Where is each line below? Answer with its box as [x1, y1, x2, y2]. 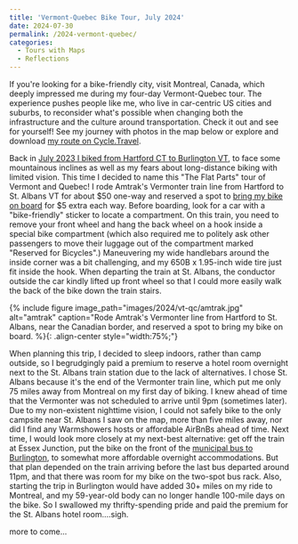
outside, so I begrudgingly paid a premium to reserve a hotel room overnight [9, 358, 289, 368]
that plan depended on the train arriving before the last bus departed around [9, 462, 289, 472]
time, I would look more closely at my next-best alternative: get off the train [9, 434, 285, 443]
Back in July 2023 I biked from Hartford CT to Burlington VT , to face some [9, 153, 281, 163]
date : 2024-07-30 [9, 21, 74, 30]
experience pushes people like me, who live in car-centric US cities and [9, 98, 272, 108]
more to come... [9, 526, 68, 537]
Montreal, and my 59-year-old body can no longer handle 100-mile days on [9, 491, 286, 500]
